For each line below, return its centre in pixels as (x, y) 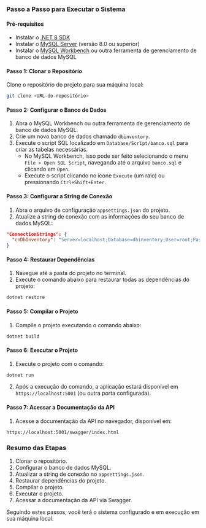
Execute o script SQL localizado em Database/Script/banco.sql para (101, 143)
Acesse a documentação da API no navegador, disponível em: (93, 421)
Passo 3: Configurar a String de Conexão (59, 196)
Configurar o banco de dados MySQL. (63, 467)
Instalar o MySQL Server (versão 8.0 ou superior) (77, 44)
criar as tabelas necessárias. (51, 150)
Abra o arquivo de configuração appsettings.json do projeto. (93, 210)
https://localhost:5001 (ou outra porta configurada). (83, 393)
